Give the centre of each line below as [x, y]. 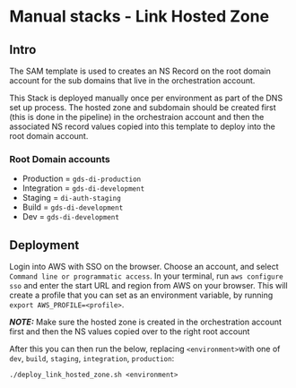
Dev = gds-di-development [70, 217]
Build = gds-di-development [73, 207]
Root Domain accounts [60, 159]
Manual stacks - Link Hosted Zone [139, 17]
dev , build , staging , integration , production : [92, 358]
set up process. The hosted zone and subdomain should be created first [143, 108]
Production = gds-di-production [82, 179]
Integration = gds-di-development [83, 188]
